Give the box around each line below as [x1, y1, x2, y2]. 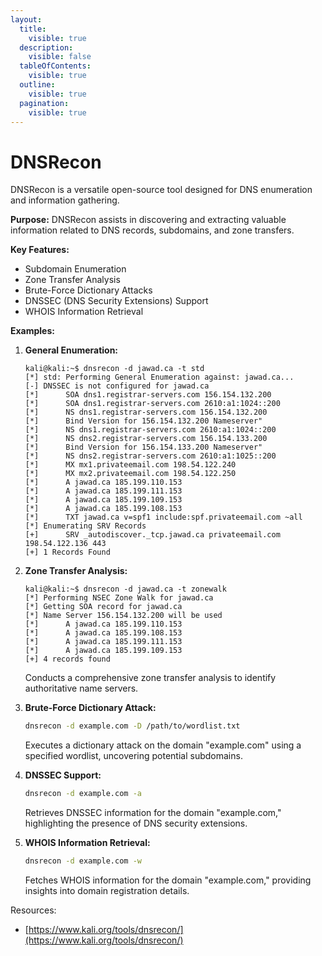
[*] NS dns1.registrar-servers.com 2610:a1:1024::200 [24, 425, 277, 435]
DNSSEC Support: [24, 769, 102, 781]
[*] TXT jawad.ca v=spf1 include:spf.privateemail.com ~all [24, 512, 303, 523]
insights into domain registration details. [24, 884, 190, 896]
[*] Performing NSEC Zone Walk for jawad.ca [24, 593, 214, 603]
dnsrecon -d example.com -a [24, 789, 142, 799]
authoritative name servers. [24, 682, 139, 695]
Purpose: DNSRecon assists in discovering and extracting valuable [10, 214, 287, 226]
